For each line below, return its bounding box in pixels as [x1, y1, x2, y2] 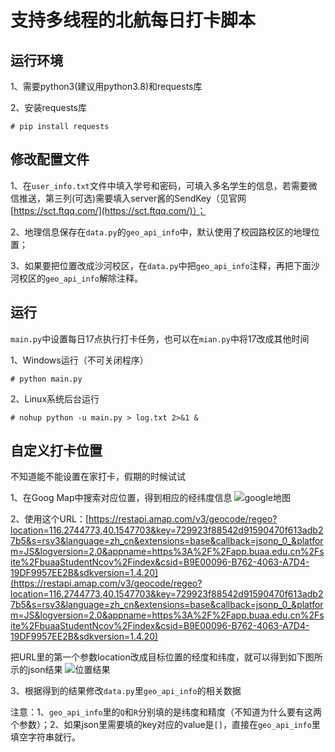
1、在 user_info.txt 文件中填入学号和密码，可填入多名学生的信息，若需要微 [10, 179, 318, 191]
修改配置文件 [10, 151, 90, 168]
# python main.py [10, 374, 83, 384]
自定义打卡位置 [10, 442, 103, 460]
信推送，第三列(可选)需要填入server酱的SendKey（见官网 [10, 192, 247, 204]
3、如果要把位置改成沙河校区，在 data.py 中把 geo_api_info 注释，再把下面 [10, 259, 312, 271]
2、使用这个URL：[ [10, 513, 89, 525]
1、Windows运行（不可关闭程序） [10, 354, 149, 366]
